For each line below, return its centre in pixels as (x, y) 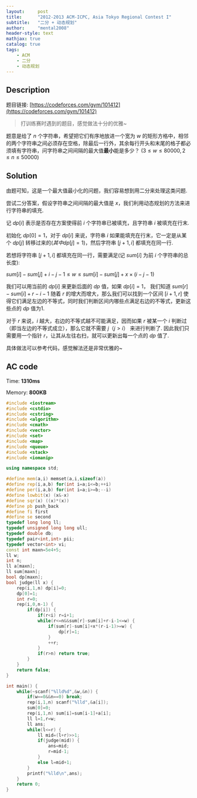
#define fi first (27, 511)
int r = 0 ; (27, 599)
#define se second (28, 517)
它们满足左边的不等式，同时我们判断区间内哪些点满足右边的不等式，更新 (98, 301)
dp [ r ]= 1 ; (69, 632)
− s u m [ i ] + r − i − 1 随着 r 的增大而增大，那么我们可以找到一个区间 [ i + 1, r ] (94, 294)
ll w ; (13, 555)
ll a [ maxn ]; (21, 566)
